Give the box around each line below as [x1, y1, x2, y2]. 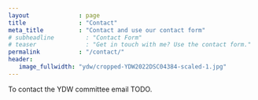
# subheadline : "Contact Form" [8, 33, 143, 42]
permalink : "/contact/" [8, 48, 125, 56]
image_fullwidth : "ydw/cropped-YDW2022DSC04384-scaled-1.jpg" [18, 63, 227, 71]
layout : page [8, 11, 101, 20]
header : [8, 56, 34, 64]
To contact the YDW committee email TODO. [8, 84, 153, 94]
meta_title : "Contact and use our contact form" [8, 26, 206, 34]
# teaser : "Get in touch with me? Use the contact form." [8, 41, 252, 49]
